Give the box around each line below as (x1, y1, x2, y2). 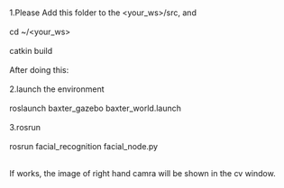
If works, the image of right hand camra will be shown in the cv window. (9, 168, 277, 178)
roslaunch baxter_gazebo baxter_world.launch (9, 103, 182, 113)
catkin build (9, 46, 53, 56)
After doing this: (9, 65, 69, 75)
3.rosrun (9, 122, 41, 132)
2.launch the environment (9, 84, 105, 94)
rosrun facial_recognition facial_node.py (9, 141, 159, 151)
